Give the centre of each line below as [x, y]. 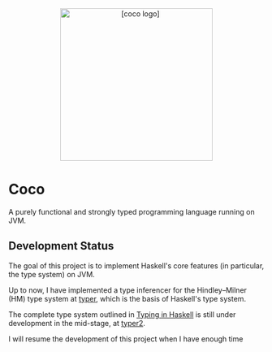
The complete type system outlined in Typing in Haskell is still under [122, 314]
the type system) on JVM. [52, 274]
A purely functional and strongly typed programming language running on [132, 211]
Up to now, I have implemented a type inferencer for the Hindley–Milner [128, 290]
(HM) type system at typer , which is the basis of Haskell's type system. [127, 298]
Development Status [61, 246]
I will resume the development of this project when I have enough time [126, 339]
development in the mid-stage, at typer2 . [77, 323]
